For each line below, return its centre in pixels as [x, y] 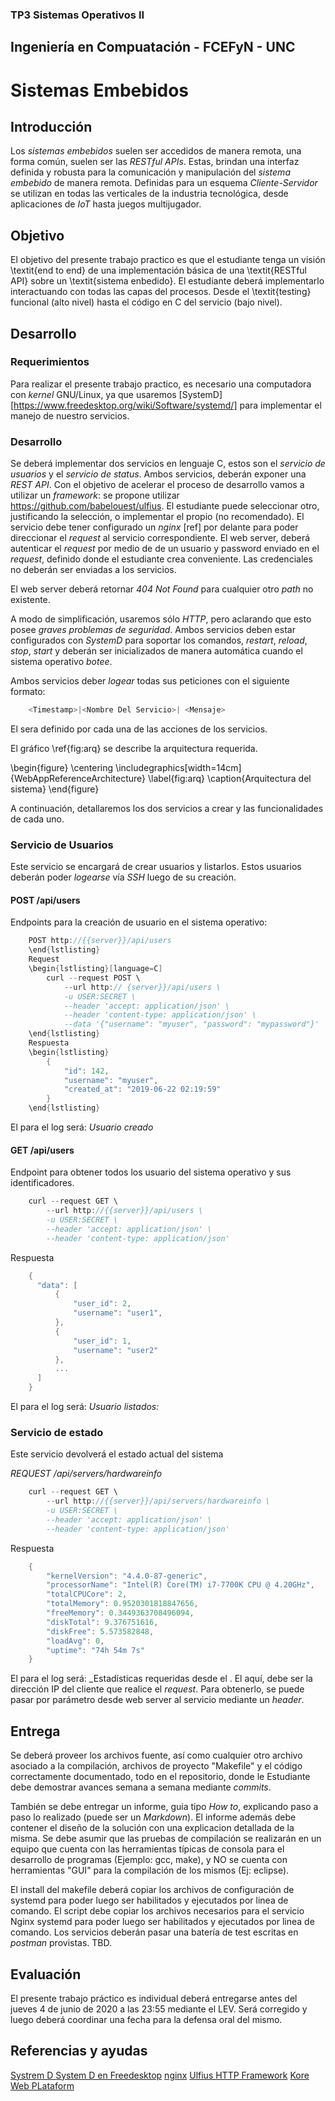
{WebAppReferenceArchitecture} [78, 778]
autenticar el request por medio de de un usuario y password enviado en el [165, 549]
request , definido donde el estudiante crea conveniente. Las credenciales [161, 559]
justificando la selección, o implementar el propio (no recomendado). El [157, 517]
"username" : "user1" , [118, 1313]
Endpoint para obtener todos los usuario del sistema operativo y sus [151, 1172]
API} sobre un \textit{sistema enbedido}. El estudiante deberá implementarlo [167, 281]
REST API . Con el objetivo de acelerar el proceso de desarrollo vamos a [157, 485]
